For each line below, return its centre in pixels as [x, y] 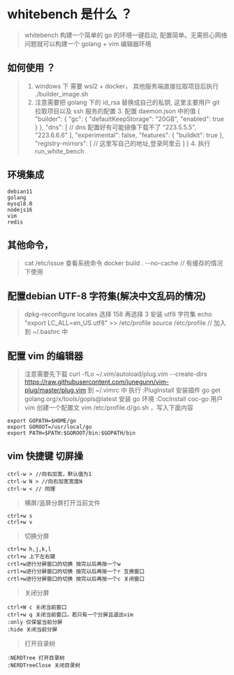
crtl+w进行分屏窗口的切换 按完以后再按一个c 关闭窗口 [76, 579]
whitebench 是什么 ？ [70, 14]
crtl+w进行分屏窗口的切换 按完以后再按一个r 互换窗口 [76, 571]
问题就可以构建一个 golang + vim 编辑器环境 [88, 43]
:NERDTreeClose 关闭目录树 [44, 665]
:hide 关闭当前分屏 [32, 630]
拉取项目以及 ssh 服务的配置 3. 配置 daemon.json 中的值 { [117, 111]
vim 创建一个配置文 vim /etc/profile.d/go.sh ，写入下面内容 [109, 407]
